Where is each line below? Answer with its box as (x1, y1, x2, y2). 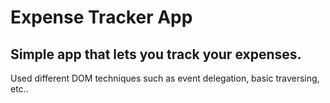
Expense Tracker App (10, 6, 193, 29)
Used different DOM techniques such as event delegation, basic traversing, (10, 72, 320, 84)
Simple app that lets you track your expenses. (10, 46, 302, 63)
